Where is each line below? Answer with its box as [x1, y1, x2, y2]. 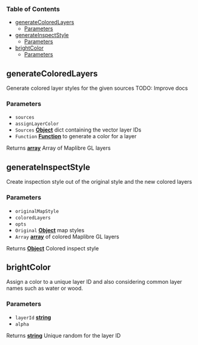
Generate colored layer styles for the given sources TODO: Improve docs [6, 84, 188, 92]
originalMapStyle [15, 208, 59, 214]
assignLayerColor [15, 121, 59, 127]
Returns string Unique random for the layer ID [6, 332, 121, 339]
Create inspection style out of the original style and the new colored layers [6, 178, 193, 186]
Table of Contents [6, 5, 61, 13]
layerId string [15, 313, 51, 321]
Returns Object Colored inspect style [6, 244, 99, 252]
